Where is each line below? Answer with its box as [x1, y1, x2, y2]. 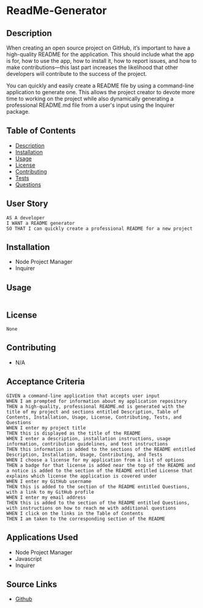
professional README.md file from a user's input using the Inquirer [6, 101, 175, 109]
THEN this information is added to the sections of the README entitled [6, 446, 196, 452]
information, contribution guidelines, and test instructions [6, 441, 168, 447]
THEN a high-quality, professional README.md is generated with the [6, 403, 185, 409]
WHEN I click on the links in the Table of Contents [6, 510, 144, 516]
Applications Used [6, 532, 78, 543]
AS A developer [6, 214, 45, 221]
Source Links [6, 579, 57, 590]
